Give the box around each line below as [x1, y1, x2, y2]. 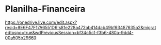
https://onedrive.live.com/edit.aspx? [5, 19, 77, 25]
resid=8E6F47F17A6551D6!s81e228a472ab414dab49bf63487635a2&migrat [5, 24, 156, 30]
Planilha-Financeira [5, 3, 86, 15]
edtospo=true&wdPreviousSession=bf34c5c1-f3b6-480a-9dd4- [5, 30, 134, 35]
